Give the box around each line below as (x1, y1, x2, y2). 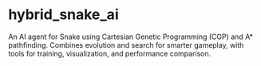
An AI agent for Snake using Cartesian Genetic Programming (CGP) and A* (8, 32, 254, 41)
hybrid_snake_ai (8, 6, 119, 24)
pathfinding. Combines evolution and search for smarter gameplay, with (8, 40, 244, 49)
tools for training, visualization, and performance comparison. (8, 49, 212, 58)
